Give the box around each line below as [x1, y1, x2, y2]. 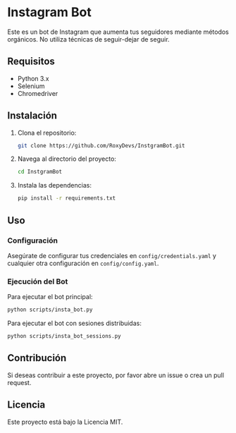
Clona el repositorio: [17, 128, 77, 137]
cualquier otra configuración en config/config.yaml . [7, 259, 159, 267]
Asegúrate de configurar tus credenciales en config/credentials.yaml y [7, 251, 217, 260]
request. [7, 378, 32, 386]
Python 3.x [17, 74, 49, 83]
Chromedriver [17, 89, 58, 97]
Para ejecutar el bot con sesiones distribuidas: [7, 319, 142, 328]
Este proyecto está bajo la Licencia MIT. [7, 417, 123, 426]
